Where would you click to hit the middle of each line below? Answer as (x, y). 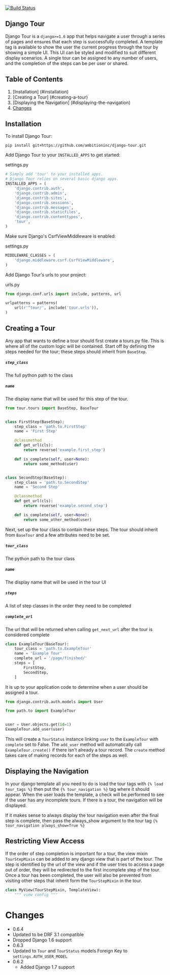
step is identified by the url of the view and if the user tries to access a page (85, 864)
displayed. (16, 805)
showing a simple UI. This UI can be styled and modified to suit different (81, 52)
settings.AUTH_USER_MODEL (40, 957)
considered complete (27, 635)
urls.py (12, 284)
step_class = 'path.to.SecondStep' (52, 482)
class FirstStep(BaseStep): (35, 422)
